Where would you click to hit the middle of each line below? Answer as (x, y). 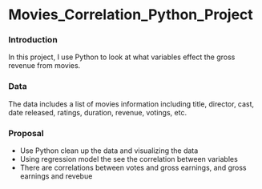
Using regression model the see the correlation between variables (129, 159)
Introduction (33, 40)
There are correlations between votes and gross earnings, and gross (133, 168)
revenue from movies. (44, 66)
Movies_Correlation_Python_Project (131, 15)
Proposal (26, 133)
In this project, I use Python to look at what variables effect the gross (122, 57)
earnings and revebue (56, 176)
